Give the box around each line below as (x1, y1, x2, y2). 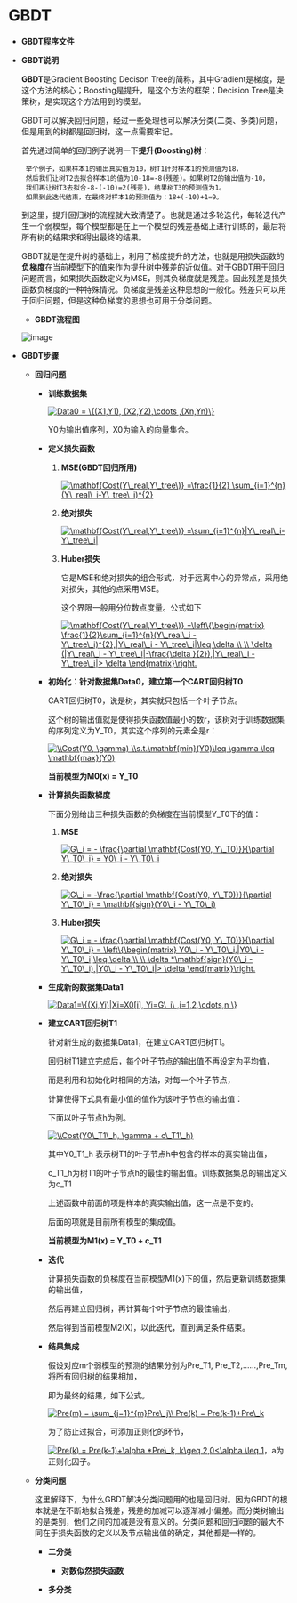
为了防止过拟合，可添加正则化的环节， (47, 1426, 189, 1437)
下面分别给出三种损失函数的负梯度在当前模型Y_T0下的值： (47, 808, 261, 819)
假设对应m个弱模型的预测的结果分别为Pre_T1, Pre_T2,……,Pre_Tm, (47, 1359, 288, 1371)
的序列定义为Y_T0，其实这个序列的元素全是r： (47, 725, 218, 735)
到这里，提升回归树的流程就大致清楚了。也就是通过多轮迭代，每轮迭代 (20, 209, 279, 220)
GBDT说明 (20, 54, 60, 65)
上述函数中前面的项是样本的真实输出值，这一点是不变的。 (47, 1197, 259, 1208)
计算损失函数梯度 (47, 789, 111, 800)
